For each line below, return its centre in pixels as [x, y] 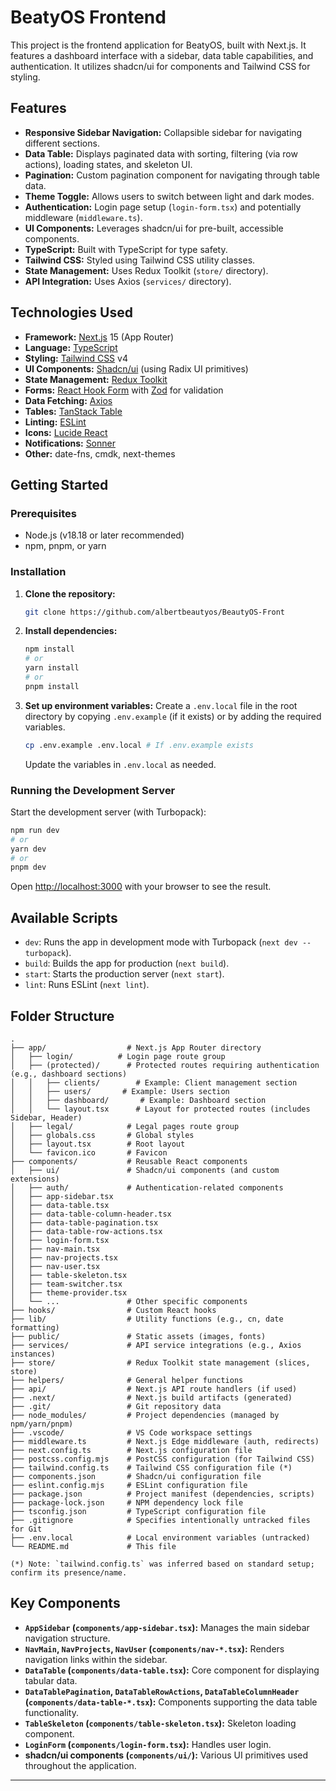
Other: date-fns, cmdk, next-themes [100, 453]
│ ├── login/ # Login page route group [118, 1056]
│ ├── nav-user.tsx [55, 1266]
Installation [38, 572]
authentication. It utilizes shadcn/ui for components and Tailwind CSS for [160, 66]
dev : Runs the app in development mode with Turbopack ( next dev [161, 942]
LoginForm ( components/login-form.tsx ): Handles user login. [148, 1744]
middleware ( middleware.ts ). [83, 217]
